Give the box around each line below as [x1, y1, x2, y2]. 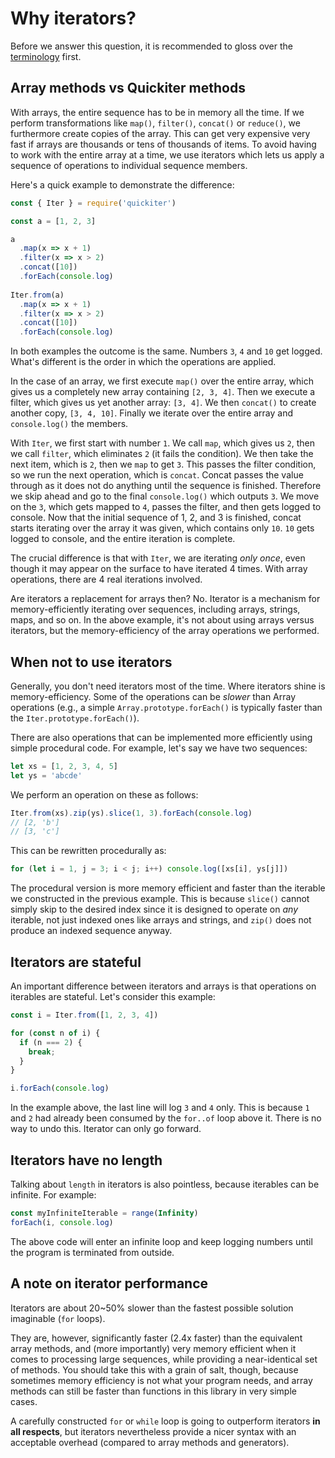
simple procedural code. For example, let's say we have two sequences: [10, 742, 308, 754]
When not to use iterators [10, 653, 173, 671]
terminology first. [10, 50, 82, 62]
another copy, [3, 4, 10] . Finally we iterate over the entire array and [10, 407, 294, 419]
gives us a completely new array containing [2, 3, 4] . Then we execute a [10, 386, 316, 398]
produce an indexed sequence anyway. [10, 925, 173, 937]
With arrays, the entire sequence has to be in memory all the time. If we [10, 106, 305, 118]
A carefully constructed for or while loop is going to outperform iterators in [10, 1415, 321, 1427]
